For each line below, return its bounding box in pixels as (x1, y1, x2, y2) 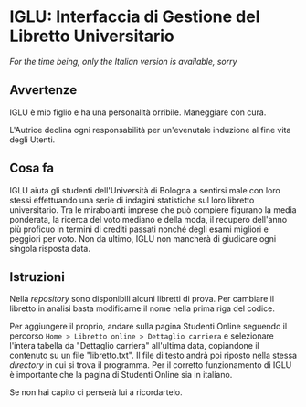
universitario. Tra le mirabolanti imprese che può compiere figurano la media (9, 203, 297, 215)
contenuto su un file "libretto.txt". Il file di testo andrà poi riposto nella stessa (9, 350, 298, 361)
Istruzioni (9, 269, 66, 285)
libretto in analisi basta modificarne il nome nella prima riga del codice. (9, 303, 276, 314)
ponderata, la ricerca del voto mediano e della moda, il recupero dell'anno (9, 214, 288, 224)
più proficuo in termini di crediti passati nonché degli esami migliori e (9, 224, 269, 235)
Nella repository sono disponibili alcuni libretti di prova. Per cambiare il (9, 294, 275, 305)
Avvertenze (9, 82, 78, 98)
